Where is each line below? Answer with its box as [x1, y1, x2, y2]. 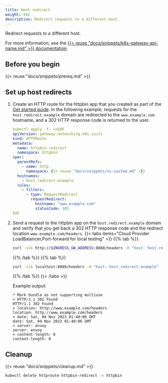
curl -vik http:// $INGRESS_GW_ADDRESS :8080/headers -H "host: [12, 245, 145, 251]
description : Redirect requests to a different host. [5, 17, 120, 22]
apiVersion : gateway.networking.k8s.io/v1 [12, 131, 103, 136]
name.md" [5, 46, 27, 52]
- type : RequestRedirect [26, 192, 78, 197]
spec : [12, 155, 24, 160]
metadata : [12, 141, 34, 146]
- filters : [22, 187, 45, 193]
